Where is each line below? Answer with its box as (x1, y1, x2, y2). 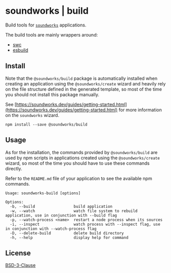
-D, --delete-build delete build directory (10, 230, 124, 236)
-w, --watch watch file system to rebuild (10, 208, 138, 214)
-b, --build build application (10, 204, 113, 209)
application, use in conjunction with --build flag (5, 213, 117, 218)
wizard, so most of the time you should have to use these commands (5, 160, 150, 166)
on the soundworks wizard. (5, 112, 60, 118)
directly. (5, 165, 22, 171)
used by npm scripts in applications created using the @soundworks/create (5, 155, 160, 161)
